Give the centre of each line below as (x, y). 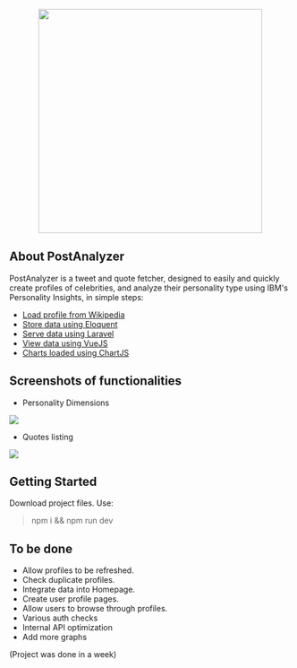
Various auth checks (60, 618)
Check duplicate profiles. (68, 580)
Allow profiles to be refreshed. (78, 570)
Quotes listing (48, 437)
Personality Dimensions (66, 403)
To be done (41, 548)
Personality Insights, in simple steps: (76, 297)
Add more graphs (55, 638)
